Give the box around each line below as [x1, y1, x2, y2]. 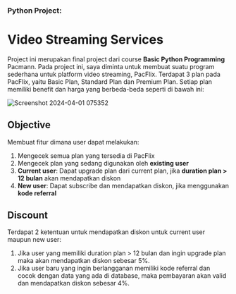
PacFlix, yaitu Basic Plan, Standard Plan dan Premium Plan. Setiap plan [7, 77, 213, 86]
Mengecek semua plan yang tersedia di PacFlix [17, 151, 155, 160]
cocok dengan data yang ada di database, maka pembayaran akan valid [17, 271, 227, 280]
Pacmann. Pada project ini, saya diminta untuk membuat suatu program [7, 62, 215, 71]
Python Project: [7, 6, 62, 16]
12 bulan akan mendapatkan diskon [17, 173, 121, 182]
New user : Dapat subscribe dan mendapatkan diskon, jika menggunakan [17, 181, 229, 190]
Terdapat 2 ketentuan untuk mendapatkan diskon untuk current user [7, 228, 206, 236]
